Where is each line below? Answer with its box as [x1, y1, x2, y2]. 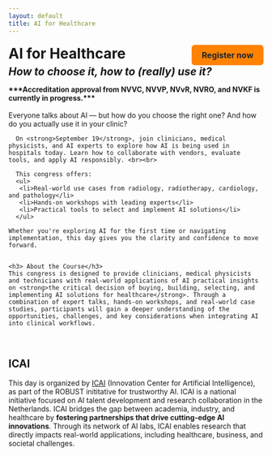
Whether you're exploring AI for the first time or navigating [8, 226, 227, 235]
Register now [202, 49, 253, 61]
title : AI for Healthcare [8, 19, 96, 28]
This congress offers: [15, 170, 92, 179]
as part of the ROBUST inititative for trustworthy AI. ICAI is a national [8, 387, 236, 397]
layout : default [8, 11, 63, 20]
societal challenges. [8, 439, 75, 449]
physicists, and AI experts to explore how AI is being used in [8, 141, 230, 150]
